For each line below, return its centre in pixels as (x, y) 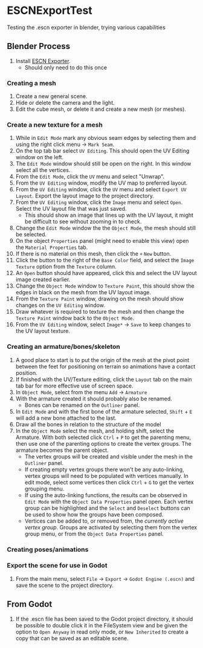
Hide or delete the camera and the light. (65, 103)
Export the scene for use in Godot (57, 566)
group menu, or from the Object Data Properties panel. (94, 534)
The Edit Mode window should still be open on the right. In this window (103, 164)
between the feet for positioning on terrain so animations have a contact (105, 366)
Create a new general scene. (51, 96)
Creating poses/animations (48, 549)
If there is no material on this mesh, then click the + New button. (93, 254)
